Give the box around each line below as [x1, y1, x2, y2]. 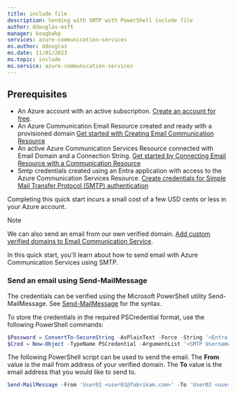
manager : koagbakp [7, 29, 61, 37]
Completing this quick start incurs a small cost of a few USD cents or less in [7, 195, 227, 203]
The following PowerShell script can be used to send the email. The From [7, 353, 220, 361]
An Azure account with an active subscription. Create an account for [17, 107, 216, 116]
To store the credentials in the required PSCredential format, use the [7, 313, 205, 321]
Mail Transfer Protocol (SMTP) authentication [17, 182, 149, 190]
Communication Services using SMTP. [7, 258, 119, 267]
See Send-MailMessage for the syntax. [48, 299, 162, 307]
